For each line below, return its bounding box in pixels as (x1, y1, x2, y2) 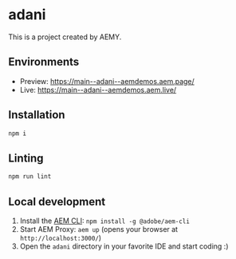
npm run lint (8, 173, 52, 181)
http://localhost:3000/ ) (19, 233, 102, 242)
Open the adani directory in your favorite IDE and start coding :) (19, 241, 229, 251)
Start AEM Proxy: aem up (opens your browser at (19, 224, 178, 233)
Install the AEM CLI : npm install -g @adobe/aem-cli (19, 216, 190, 225)
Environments (8, 55, 80, 69)
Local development (8, 194, 106, 209)
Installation (8, 108, 65, 122)
